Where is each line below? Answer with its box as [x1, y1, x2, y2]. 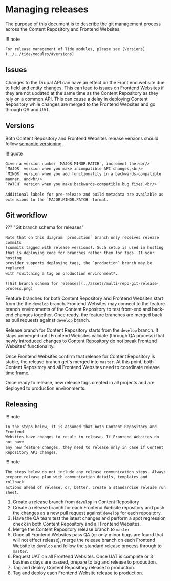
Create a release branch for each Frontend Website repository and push [12, 505, 165, 511]
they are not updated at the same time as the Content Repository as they [5, 90, 159, 96]
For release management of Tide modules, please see [5, 46, 120, 52]
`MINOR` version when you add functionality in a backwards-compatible [5, 171, 161, 177]
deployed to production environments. [5, 385, 86, 391]
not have [5, 440, 24, 445]
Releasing [5, 400, 38, 409]
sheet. [5, 490, 19, 495]
